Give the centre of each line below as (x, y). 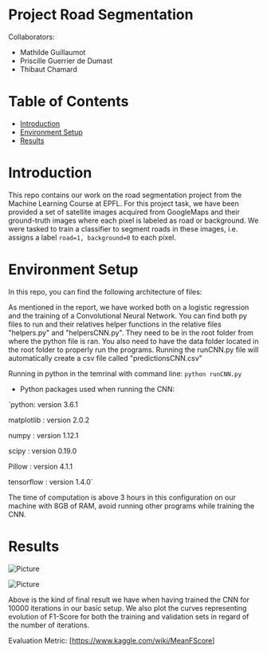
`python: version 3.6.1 (43, 404)
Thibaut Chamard (48, 69)
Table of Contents (69, 102)
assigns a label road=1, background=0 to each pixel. (92, 237)
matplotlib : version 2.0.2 (49, 420)
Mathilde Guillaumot (53, 52)
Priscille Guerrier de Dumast (66, 61)
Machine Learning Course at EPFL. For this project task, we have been (124, 203)
